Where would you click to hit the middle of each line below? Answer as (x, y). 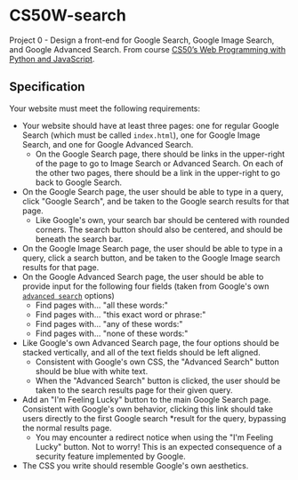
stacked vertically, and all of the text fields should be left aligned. (141, 352)
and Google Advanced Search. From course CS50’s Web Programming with (148, 49)
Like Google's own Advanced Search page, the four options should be (151, 342)
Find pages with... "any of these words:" (109, 324)
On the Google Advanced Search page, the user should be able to (143, 276)
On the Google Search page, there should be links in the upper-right (160, 154)
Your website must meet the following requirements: (105, 108)
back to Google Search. (79, 182)
